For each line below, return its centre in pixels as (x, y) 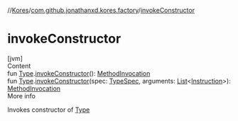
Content (19, 66)
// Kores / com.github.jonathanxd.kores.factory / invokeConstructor (101, 10)
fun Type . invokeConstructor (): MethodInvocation (79, 73)
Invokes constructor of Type (49, 110)
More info (22, 96)
